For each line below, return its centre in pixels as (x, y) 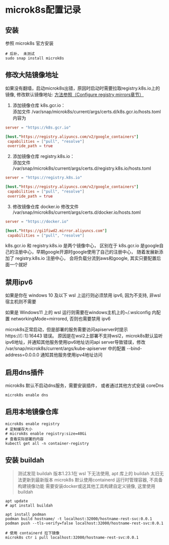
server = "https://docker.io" (37, 221)
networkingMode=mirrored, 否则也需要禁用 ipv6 (61, 319)
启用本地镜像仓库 (32, 412)
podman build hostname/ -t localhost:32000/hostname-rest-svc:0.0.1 (79, 519)
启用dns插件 (25, 372)
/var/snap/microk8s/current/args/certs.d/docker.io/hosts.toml (77, 212)
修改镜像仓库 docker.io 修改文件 (46, 206)
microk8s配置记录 (43, 10)
